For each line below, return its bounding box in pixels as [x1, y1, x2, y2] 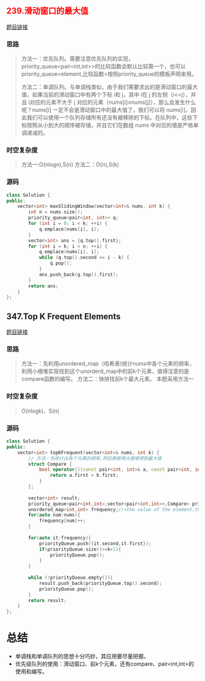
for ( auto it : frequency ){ [28, 534, 92, 541]
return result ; [28, 597, 67, 603]
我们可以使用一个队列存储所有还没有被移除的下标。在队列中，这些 [26, 114, 193, 121]
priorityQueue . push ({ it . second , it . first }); [38, 540, 151, 547]
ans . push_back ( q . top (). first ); [38, 271, 119, 278]
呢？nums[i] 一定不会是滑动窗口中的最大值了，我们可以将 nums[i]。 [21, 106, 191, 114]
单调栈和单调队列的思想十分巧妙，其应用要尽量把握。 [15, 653, 149, 660]
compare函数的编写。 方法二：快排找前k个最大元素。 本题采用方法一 [21, 375, 194, 383]
